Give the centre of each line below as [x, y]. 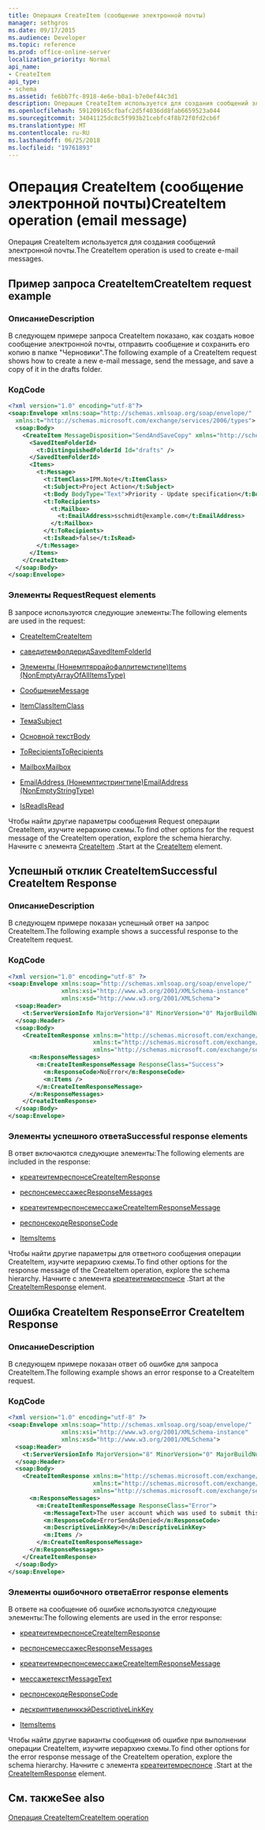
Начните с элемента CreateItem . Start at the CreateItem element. [116, 846]
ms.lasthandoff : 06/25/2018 [54, 140]
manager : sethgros [38, 23]
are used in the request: [47, 621]
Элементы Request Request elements [82, 595]
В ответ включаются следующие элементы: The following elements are [126, 1153]
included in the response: [49, 1162]
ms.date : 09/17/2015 [42, 30]
